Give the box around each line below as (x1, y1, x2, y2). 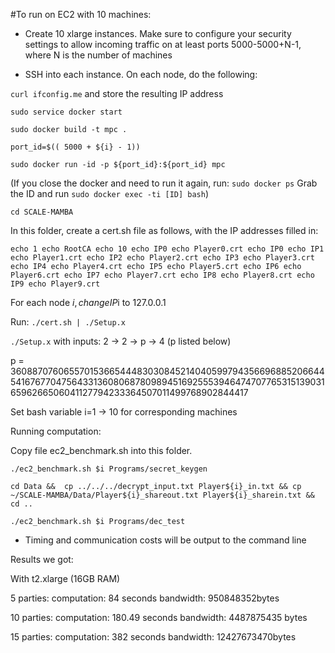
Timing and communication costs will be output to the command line (24, 534, 307, 546)
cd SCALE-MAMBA (10, 207, 74, 217)
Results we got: (10, 554, 74, 565)
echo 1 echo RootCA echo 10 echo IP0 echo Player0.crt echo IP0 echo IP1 (10, 244, 325, 254)
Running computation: (10, 425, 102, 437)
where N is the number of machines (24, 49, 173, 61)
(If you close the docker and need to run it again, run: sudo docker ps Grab (10, 177, 318, 189)
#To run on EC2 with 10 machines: (10, 9, 152, 20)
